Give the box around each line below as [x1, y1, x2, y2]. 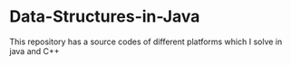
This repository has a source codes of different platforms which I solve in [9, 36, 283, 47]
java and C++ [9, 45, 61, 56]
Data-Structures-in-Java [9, 6, 200, 27]
